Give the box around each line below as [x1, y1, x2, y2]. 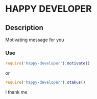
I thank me [5, 89, 28, 95]
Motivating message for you [5, 37, 64, 43]
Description [5, 23, 43, 32]
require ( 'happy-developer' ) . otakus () [5, 80, 86, 85]
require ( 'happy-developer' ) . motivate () [5, 61, 90, 66]
